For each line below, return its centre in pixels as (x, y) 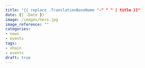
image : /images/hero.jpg (32, 19)
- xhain (14, 48)
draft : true (18, 58)
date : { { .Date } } (25, 15)
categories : (18, 29)
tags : (11, 43)
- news (12, 34)
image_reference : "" (27, 24)
